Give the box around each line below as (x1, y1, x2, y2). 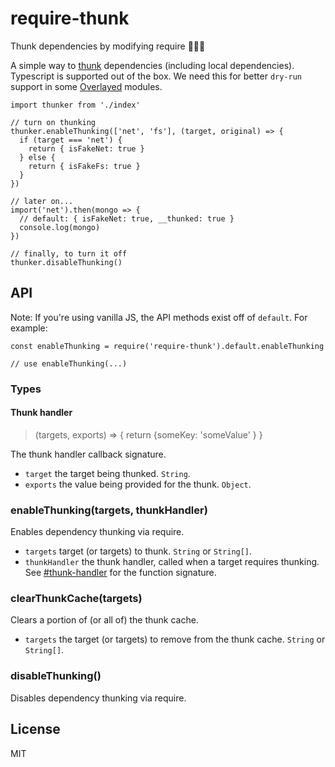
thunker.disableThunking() (10, 257, 123, 267)
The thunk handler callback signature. (10, 448, 167, 460)
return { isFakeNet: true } (28, 143, 145, 154)
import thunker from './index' (10, 100, 141, 110)
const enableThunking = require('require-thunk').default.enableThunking (10, 341, 325, 351)
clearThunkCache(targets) (10, 592, 143, 606)
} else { (19, 152, 56, 162)
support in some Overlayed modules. (10, 80, 163, 92)
